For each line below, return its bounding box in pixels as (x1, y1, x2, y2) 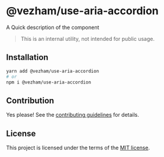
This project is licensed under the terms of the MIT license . (6, 144, 150, 151)
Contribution (6, 95, 54, 105)
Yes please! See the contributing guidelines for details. (6, 111, 139, 118)
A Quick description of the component (6, 24, 99, 31)
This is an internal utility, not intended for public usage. (20, 35, 155, 42)
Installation (6, 52, 49, 63)
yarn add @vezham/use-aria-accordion (6, 68, 99, 74)
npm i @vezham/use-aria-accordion (6, 79, 92, 85)
